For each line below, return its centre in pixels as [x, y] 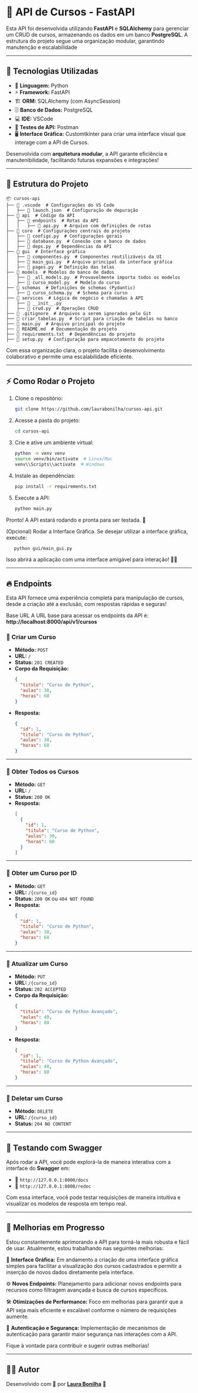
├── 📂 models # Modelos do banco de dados [60, 272]
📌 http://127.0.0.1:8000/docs [52, 1179]
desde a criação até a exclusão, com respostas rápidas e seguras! [86, 604]
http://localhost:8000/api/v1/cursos [52, 622]
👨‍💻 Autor [23, 1370]
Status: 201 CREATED [39, 663]
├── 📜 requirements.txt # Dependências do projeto [71, 334]
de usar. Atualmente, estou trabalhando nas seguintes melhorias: [85, 1248]
